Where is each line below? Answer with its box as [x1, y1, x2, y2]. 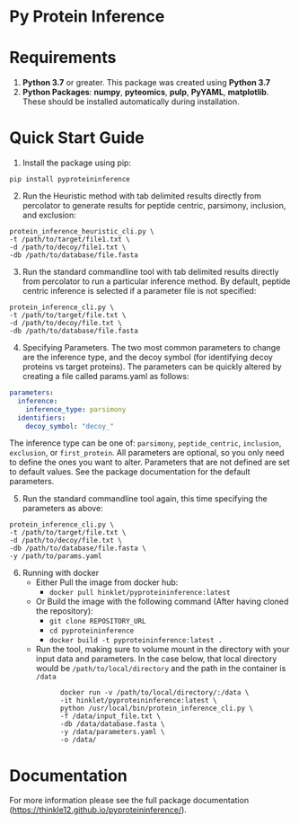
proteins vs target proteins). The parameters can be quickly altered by [22, 361, 282, 372]
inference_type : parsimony [25, 404, 127, 414]
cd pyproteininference [48, 626, 135, 635]
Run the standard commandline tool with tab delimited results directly [22, 267, 279, 278]
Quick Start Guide [9, 128, 145, 148]
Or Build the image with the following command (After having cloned [35, 596, 289, 607]
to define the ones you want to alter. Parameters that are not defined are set [9, 456, 290, 468]
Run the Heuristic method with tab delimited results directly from [22, 190, 262, 201]
